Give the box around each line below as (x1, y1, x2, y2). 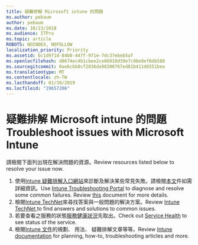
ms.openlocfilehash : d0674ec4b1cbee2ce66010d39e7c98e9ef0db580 (6, 58, 165, 64)
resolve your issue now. (6, 165, 64, 172)
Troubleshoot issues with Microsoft (6, 126, 184, 139)
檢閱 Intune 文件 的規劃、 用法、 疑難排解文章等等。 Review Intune (14, 226, 173, 233)
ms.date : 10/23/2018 (6, 25, 57, 31)
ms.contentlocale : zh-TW (6, 74, 67, 80)
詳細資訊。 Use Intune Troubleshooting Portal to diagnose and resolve (14, 184, 184, 192)
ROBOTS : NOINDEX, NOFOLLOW (6, 42, 73, 48)
